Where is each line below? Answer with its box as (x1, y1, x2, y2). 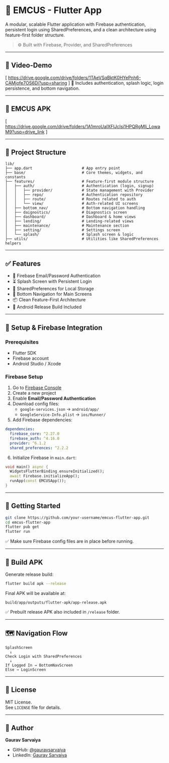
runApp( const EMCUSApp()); (10, 478, 66, 483)
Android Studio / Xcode (12, 360, 61, 366)
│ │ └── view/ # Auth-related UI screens (5, 201, 138, 206)
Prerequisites (5, 338, 39, 345)
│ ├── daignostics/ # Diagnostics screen (5, 210, 127, 215)
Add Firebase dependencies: (12, 417, 73, 423)
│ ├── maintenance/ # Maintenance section (5, 223, 129, 229)
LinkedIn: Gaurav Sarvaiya (12, 752, 67, 758)
